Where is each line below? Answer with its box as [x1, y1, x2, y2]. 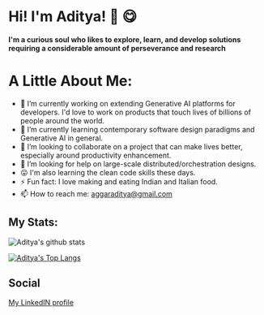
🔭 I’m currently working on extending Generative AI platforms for [19, 98, 236, 108]
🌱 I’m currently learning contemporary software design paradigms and [19, 124, 255, 134]
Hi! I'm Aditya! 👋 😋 [8, 7, 138, 26]
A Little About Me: [8, 71, 133, 90]
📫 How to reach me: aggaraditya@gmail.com [19, 188, 172, 198]
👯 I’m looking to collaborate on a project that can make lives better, [19, 141, 243, 151]
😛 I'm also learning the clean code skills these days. [19, 167, 196, 177]
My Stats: [8, 215, 58, 230]
